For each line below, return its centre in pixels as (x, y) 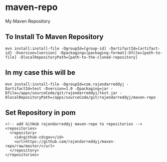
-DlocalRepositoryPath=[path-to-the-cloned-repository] (78, 57)
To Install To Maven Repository (54, 37)
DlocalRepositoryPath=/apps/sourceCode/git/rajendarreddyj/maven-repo (80, 97)
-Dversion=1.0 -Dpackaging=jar (76, 89)
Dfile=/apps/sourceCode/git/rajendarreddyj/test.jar (61, 93)
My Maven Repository (28, 21)
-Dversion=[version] (36, 53)
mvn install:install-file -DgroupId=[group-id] (56, 48)
